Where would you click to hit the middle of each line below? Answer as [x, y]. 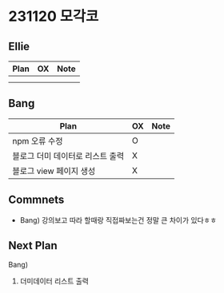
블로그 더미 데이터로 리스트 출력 [68, 156]
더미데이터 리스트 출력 [54, 281]
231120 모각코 [54, 16]
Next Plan [33, 245]
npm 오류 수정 [38, 141]
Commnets [36, 200]
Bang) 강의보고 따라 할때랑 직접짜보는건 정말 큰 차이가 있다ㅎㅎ [118, 220]
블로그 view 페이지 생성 [54, 171]
